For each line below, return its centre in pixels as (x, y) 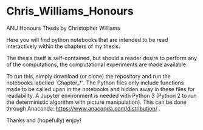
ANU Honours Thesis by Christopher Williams (63, 28)
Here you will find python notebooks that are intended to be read (87, 39)
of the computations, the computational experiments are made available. (97, 64)
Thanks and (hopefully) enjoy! (44, 120)
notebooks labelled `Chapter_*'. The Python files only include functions (95, 83)
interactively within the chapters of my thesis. (63, 46)
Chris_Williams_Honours (70, 11)
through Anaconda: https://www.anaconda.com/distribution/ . (84, 108)
